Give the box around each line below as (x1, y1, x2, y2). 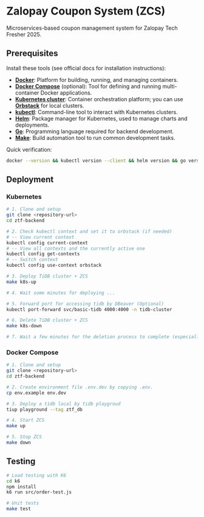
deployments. (15, 121, 50, 128)
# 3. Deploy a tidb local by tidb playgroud (6, 401, 121, 407)
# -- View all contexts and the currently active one (6, 245, 146, 252)
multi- (162, 82, 177, 90)
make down (6, 439, 32, 446)
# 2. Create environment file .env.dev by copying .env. (6, 384, 154, 390)
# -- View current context (6, 234, 75, 240)
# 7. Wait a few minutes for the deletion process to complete (6, 334, 170, 340)
